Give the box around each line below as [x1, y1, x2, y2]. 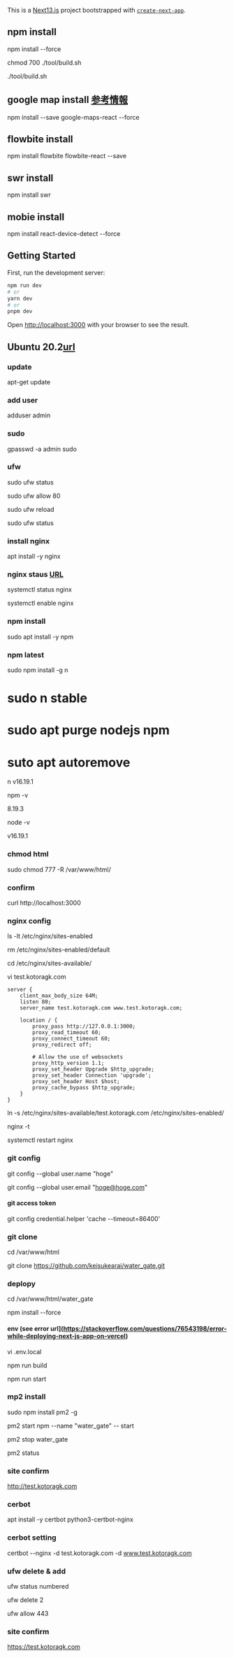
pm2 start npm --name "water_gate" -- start [7, 1421, 134, 1430]
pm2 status [7, 1449, 40, 1457]
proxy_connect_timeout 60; [32, 1036, 111, 1043]
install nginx [7, 536, 50, 545]
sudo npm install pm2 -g [7, 1407, 78, 1416]
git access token [7, 1199, 57, 1207]
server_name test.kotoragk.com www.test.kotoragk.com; [20, 1005, 183, 1012]
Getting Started [7, 250, 76, 262]
